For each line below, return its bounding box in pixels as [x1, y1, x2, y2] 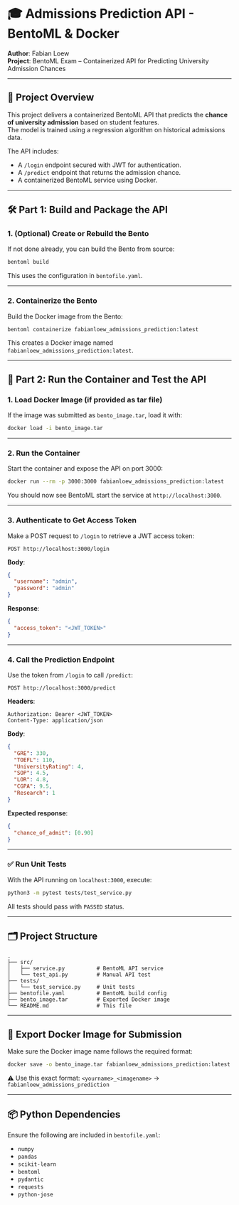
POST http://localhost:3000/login [7, 545, 110, 552]
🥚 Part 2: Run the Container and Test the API [7, 373, 206, 385]
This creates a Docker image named [7, 338, 114, 347]
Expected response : [7, 808, 68, 818]
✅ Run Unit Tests [7, 859, 67, 869]
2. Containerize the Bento [7, 296, 97, 306]
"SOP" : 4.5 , [14, 769, 50, 777]
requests [17, 1183, 44, 1191]
